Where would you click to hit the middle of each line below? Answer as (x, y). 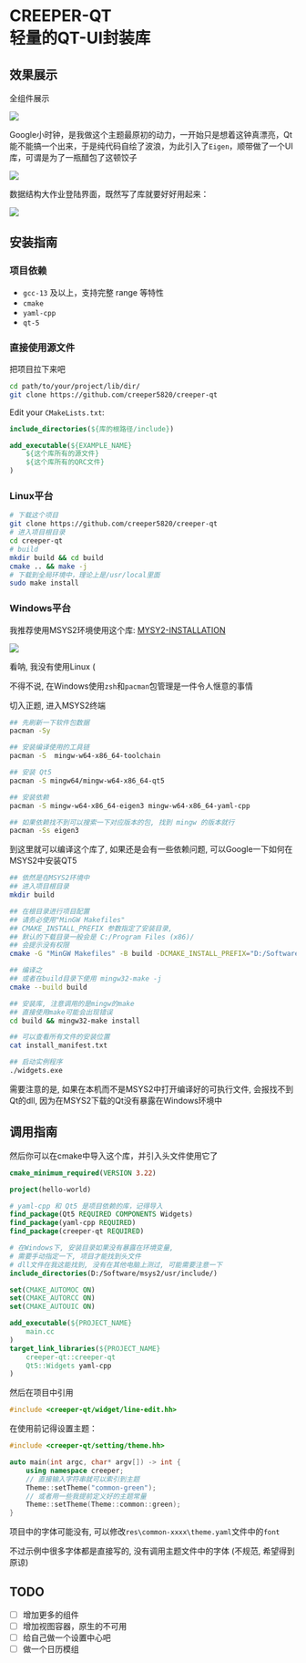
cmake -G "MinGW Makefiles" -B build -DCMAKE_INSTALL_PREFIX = (130, 954)
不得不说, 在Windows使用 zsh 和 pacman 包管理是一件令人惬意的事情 (131, 686)
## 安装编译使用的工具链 (50, 748)
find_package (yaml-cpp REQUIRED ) (73, 1223)
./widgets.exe (36, 1071)
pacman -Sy (30, 731)
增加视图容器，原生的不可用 (75, 1627)
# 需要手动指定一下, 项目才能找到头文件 (75, 1256)
